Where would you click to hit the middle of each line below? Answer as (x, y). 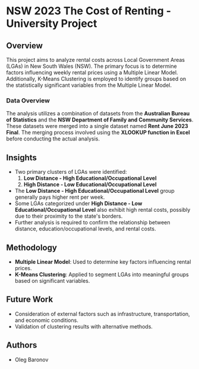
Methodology (32, 247)
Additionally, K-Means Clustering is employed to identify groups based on (96, 79)
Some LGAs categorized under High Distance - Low (78, 204)
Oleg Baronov (31, 359)
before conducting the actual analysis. (53, 139)
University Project (52, 24)
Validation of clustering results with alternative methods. (84, 326)
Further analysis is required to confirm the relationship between (92, 223)
